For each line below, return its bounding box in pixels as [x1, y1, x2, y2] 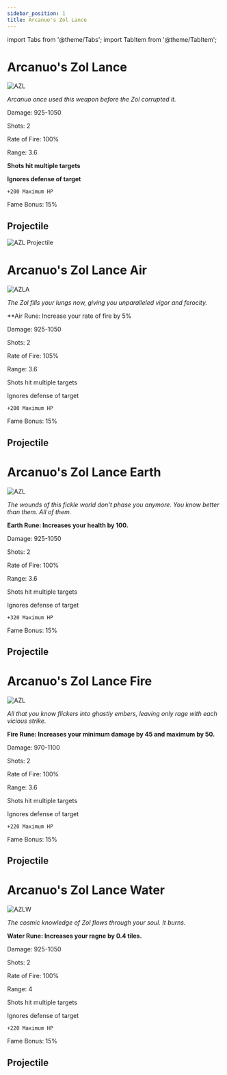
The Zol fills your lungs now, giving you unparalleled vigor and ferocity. [7, 299, 207, 307]
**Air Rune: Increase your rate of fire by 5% [7, 312, 132, 320]
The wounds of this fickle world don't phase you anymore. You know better [7, 500, 220, 509]
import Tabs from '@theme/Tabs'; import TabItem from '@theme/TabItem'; [7, 35, 217, 43]
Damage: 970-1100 [7, 743, 60, 752]
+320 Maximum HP [7, 614, 53, 621]
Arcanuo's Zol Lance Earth [7, 464, 161, 480]
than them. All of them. [7, 507, 72, 516]
